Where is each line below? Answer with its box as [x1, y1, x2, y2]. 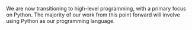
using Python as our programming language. [6, 18, 115, 24]
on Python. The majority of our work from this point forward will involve [6, 11, 181, 18]
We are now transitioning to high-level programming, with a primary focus [6, 5, 187, 12]
